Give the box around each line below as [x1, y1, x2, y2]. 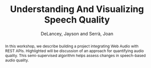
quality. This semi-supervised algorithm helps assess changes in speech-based [5, 52, 146, 58]
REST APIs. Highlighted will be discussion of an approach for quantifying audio [5, 48, 144, 53]
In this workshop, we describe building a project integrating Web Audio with [5, 43, 139, 48]
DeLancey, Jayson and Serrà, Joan [41, 30, 113, 36]
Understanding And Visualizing [10, 3, 144, 15]
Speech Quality [44, 14, 110, 25]
